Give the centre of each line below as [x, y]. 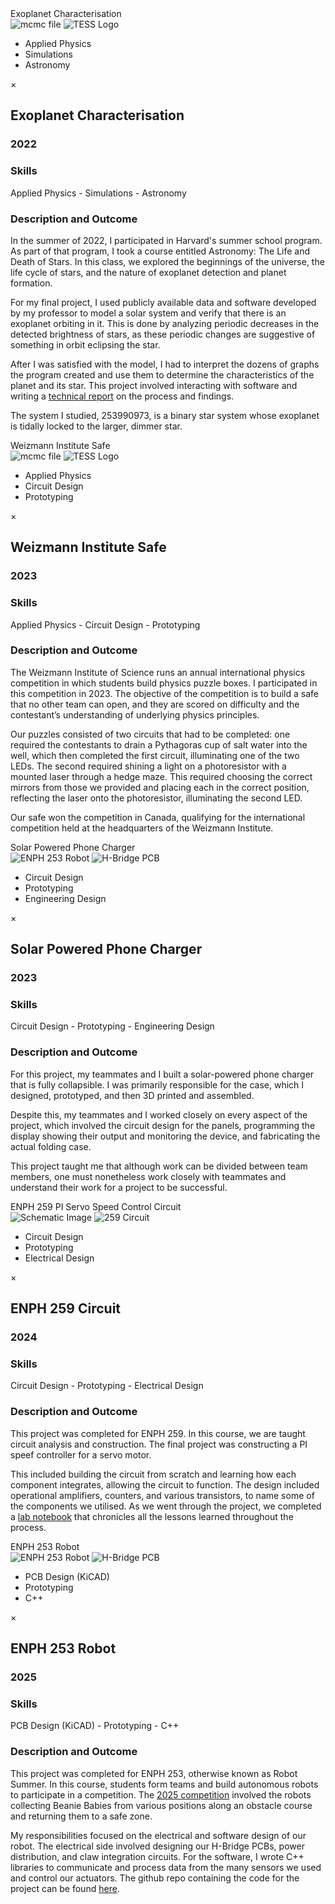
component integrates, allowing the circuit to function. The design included [165, 1484]
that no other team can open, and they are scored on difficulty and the [155, 704]
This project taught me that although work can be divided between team [159, 1166]
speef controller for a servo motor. [81, 1454]
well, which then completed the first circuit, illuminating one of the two [155, 755]
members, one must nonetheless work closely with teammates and [148, 1176]
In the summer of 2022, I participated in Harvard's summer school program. [166, 240]
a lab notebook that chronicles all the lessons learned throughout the [152, 1516]
